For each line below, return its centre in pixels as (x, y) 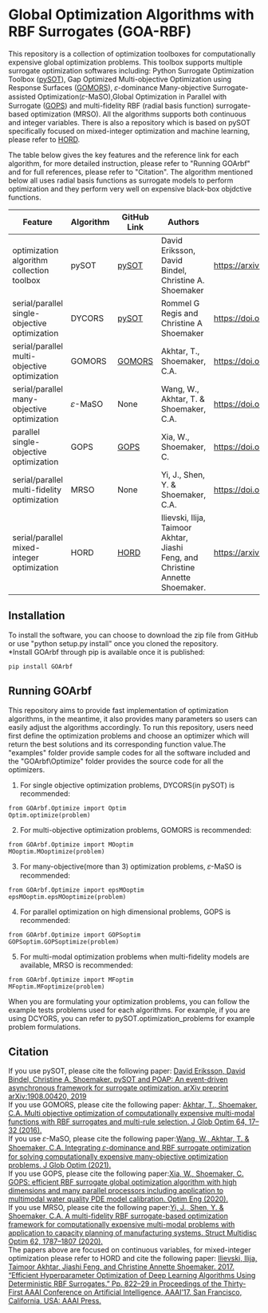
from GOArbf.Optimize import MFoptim (71, 980)
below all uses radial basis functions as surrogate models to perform (121, 180)
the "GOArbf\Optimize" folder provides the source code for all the (116, 761)
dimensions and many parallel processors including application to (116, 1191)
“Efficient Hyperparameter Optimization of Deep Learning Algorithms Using (132, 1276)
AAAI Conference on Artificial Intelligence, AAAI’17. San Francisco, (133, 1292)
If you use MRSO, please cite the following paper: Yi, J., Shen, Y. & (116, 1208)
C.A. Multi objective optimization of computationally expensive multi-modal (132, 1114)
